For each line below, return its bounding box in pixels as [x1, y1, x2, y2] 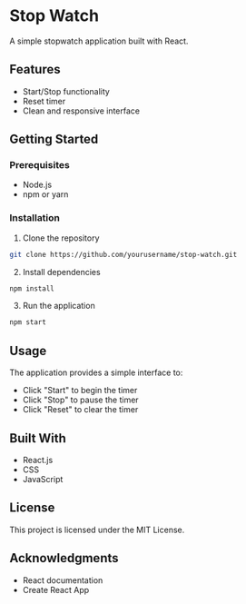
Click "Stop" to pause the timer [22, 394, 139, 405]
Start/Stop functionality [22, 85, 111, 96]
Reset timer [22, 95, 66, 106]
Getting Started [9, 132, 99, 147]
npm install [9, 283, 54, 293]
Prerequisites [9, 159, 70, 172]
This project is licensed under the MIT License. [9, 524, 185, 535]
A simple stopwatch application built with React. [9, 35, 189, 46]
